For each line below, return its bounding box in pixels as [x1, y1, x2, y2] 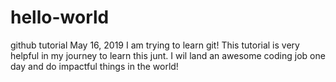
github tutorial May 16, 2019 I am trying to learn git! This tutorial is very [10, 39, 300, 51]
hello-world [10, 6, 110, 29]
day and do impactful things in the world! [10, 60, 179, 72]
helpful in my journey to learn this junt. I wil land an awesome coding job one [10, 49, 326, 61]
